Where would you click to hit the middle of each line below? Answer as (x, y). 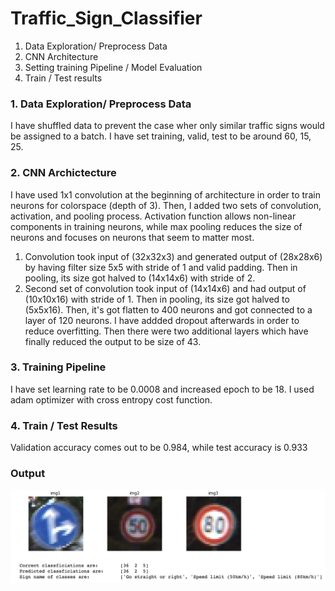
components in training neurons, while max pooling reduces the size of (156, 226)
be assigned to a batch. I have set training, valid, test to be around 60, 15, (161, 136)
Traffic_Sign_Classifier (106, 18)
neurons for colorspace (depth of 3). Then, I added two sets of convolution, (166, 205)
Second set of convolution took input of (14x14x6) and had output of (165, 288)
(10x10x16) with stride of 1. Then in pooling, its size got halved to (157, 299)
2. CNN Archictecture (63, 173)
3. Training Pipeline (58, 367)
